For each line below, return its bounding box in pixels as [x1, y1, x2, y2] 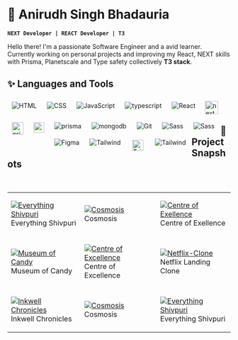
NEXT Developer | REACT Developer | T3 [7, 30, 125, 37]
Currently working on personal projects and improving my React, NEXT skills [7, 50, 230, 58]
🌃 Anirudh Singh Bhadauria [7, 6, 170, 23]
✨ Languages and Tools [7, 78, 114, 90]
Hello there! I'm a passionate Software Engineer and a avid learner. [7, 42, 203, 50]
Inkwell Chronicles [11, 314, 72, 324]
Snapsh [191, 147, 227, 159]
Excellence [84, 270, 121, 280]
